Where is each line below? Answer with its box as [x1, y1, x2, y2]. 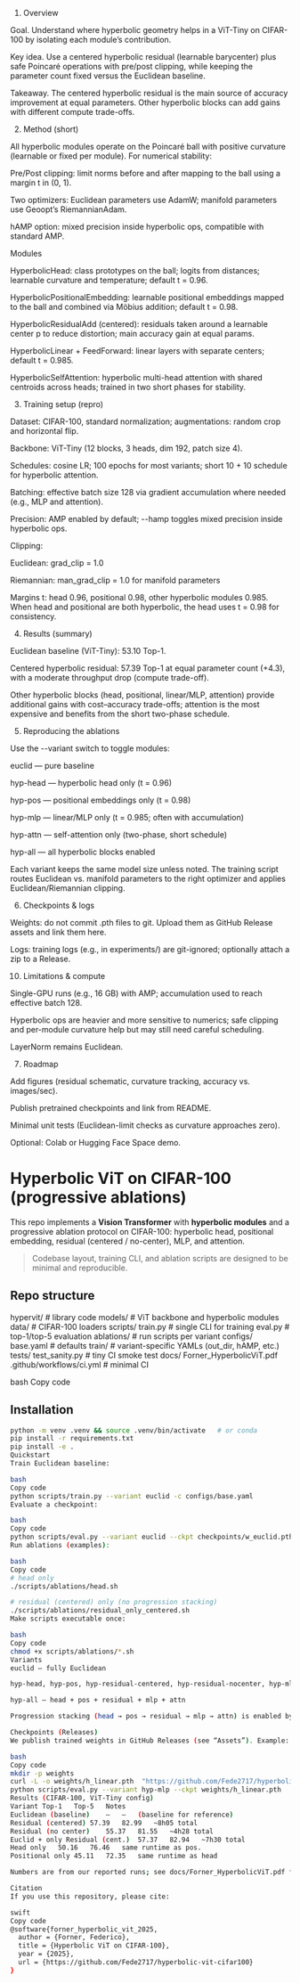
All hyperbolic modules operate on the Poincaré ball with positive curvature [10, 142, 286, 151]
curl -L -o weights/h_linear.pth [10, 1777, 134, 1786]
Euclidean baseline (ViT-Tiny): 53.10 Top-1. [10, 646, 166, 656]
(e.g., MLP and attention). [10, 496, 103, 507]
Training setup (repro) [22, 399, 104, 409]
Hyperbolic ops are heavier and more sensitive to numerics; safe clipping [10, 1015, 279, 1025]
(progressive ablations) [10, 1187, 187, 1208]
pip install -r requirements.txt [10, 1434, 134, 1443]
